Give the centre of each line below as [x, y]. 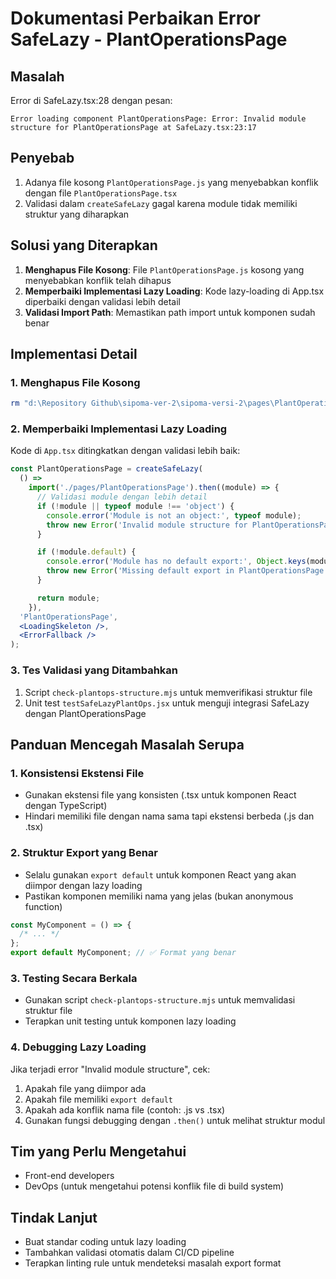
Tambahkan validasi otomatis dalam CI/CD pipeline [129, 1253]
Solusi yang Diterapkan [84, 245]
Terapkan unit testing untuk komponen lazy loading [130, 1021]
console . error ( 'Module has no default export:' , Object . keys [176, 562]
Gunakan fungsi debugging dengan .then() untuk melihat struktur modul [175, 1120]
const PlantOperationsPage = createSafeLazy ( [106, 469]
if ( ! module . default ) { [86, 552]
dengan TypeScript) [66, 806]
